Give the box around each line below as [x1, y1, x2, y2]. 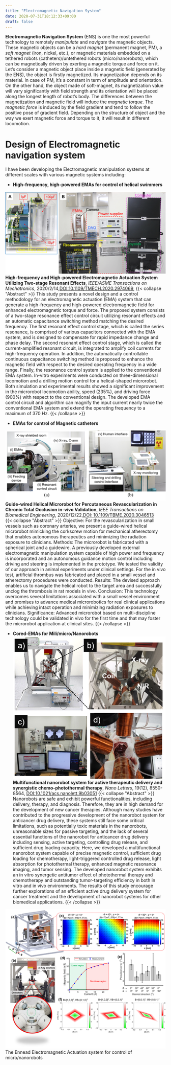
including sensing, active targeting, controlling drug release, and [12, 839, 148, 846]
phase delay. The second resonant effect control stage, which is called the [5, 339, 162, 346]
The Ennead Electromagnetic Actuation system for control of [5, 1049, 132, 1055]
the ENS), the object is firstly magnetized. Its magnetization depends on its [5, 72, 162, 78]
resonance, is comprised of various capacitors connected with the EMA [5, 329, 156, 335]
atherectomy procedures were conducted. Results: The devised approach [5, 577, 160, 583]
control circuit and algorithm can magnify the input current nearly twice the [5, 399, 163, 405]
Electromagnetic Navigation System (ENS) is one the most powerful [5, 34, 150, 40]
